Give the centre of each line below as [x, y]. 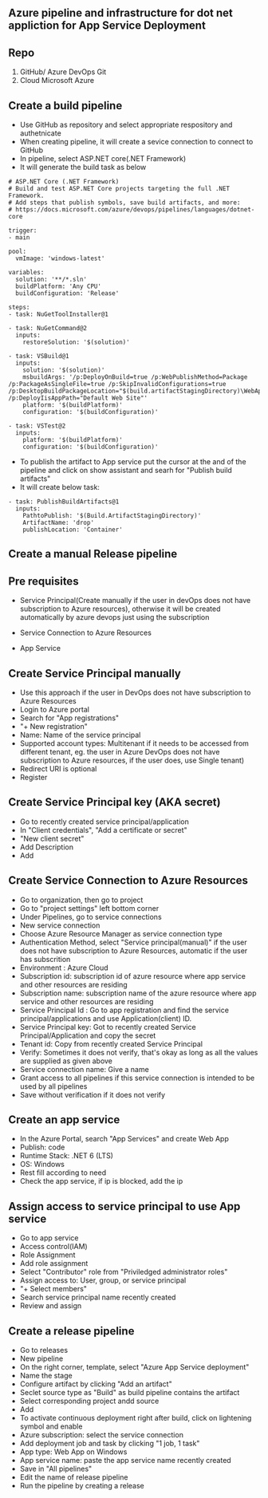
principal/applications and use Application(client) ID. [106, 1018]
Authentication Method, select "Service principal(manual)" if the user [133, 942]
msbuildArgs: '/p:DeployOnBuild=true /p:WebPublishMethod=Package [135, 377]
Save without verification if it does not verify [93, 1094]
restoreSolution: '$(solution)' [76, 342]
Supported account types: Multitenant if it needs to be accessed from [134, 743]
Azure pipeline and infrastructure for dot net [121, 13]
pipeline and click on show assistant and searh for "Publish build [126, 471]
